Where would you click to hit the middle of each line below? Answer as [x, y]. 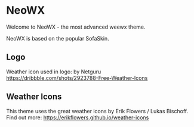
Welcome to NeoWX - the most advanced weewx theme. [76, 27]
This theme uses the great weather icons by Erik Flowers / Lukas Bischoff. [97, 111]
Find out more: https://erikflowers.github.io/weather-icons [78, 117]
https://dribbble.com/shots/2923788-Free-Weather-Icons [77, 78]
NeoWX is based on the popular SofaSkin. [58, 38]
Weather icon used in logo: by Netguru [54, 72]
